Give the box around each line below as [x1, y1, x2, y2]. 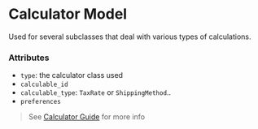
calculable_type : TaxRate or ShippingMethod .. [20, 88, 172, 97]
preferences [20, 98, 61, 106]
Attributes [8, 52, 50, 63]
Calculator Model [8, 5, 128, 24]
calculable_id [20, 80, 68, 89]
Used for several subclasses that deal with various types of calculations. [8, 32, 251, 41]
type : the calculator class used [20, 71, 124, 80]
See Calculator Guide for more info [28, 112, 145, 122]
